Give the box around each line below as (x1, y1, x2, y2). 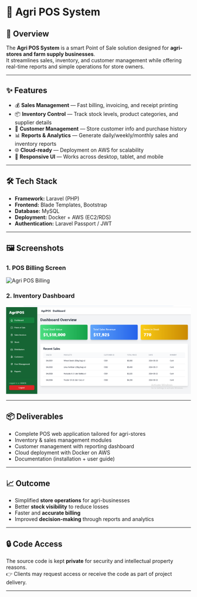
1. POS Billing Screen (6, 264, 66, 272)
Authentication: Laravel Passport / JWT (14, 220, 113, 227)
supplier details (14, 119, 52, 126)
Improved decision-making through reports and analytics (14, 516, 154, 523)
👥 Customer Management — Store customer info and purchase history (14, 125, 187, 132)
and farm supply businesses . (23, 51, 96, 58)
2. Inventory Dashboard (6, 292, 75, 300)
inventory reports (14, 140, 57, 147)
